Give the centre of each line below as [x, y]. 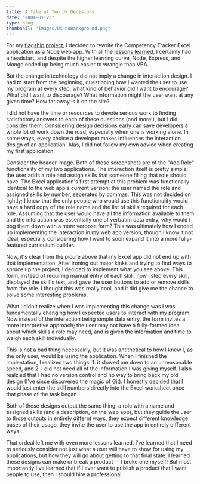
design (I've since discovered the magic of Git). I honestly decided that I [95, 382]
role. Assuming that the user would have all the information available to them [100, 213]
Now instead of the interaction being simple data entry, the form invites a [96, 319]
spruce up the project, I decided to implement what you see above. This [95, 269]
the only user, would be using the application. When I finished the [87, 356]
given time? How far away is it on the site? [58, 102]
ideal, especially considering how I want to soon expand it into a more [92, 239]
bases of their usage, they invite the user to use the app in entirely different [99, 425]
